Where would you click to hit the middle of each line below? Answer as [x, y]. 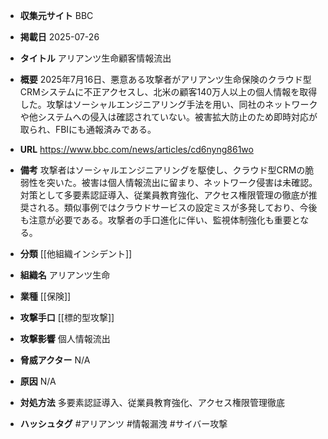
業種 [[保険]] [45, 296]
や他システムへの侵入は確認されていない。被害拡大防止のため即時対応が [168, 117]
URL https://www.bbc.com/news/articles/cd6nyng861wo [136, 149]
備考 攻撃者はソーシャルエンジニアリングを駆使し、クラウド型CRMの [162, 170]
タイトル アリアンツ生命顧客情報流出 [95, 58]
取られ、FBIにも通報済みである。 [88, 129]
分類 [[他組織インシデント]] [76, 253]
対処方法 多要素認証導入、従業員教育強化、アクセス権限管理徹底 [152, 402]
